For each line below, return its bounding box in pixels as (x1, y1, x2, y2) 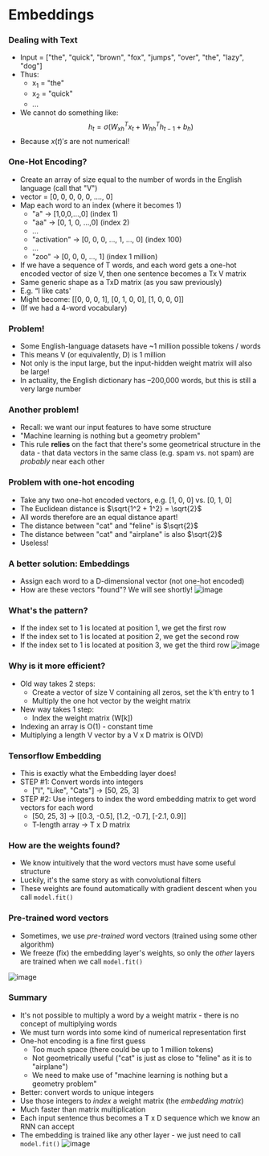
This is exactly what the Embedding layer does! (19, 768, 177, 778)
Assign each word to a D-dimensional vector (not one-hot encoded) (19, 576, 245, 586)
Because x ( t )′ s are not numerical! (19, 136, 130, 146)
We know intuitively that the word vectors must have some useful (19, 858, 236, 868)
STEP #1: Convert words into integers (19, 777, 144, 786)
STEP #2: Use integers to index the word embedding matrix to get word (19, 794, 257, 803)
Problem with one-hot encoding (8, 477, 135, 488)
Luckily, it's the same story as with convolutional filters (19, 875, 202, 885)
